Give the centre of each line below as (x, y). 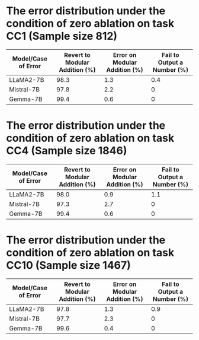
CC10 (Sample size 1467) (69, 266)
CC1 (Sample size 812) (62, 36)
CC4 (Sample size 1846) (67, 151)
